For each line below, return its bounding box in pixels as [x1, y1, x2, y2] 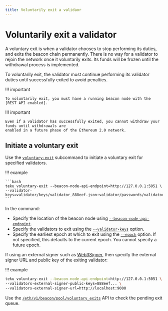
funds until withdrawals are [5, 123, 66, 128]
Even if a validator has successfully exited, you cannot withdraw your [5, 119, 160, 124]
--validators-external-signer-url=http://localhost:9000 [5, 286, 126, 291]
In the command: [5, 206, 40, 212]
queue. [5, 300, 20, 306]
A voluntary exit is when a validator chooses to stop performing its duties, [5, 46, 157, 52]
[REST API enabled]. [5, 100, 48, 105]
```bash [5, 179, 21, 185]
